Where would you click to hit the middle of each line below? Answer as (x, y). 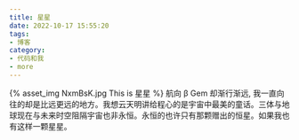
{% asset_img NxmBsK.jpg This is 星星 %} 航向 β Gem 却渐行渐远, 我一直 (143, 93)
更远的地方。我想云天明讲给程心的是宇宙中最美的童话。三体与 (169, 104)
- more (21, 67)
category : (28, 51)
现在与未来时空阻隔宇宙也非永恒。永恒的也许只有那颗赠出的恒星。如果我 (149, 115)
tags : (19, 34)
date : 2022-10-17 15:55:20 (59, 26)
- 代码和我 (27, 58)
